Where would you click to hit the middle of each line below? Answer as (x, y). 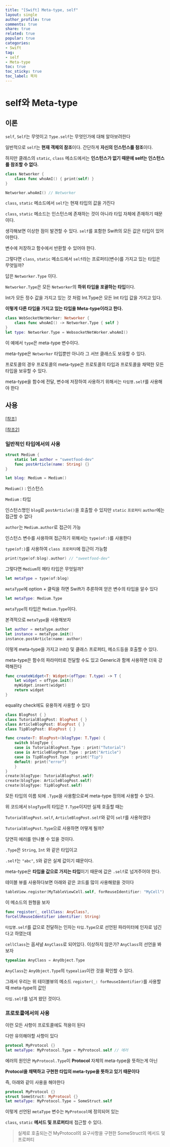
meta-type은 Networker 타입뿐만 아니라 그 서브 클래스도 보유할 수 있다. (76, 354)
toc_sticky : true (24, 72)
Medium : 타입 (18, 499)
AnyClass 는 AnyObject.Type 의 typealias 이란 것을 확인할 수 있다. (70, 970)
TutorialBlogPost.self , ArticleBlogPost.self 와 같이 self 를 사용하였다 (78, 817)
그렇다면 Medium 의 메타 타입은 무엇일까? (44, 569)
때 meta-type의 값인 (26, 988)
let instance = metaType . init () (39, 634)
